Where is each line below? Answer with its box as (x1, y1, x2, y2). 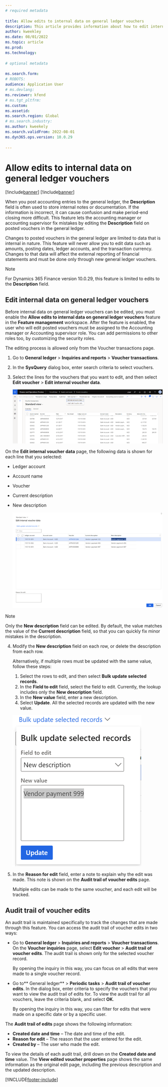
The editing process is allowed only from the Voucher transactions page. (5, 345, 155, 351)
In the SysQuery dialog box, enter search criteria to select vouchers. (12, 364, 154, 370)
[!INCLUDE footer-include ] (5, 1076, 58, 1082)
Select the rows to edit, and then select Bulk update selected (19, 673, 146, 679)
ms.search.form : (5, 71, 39, 76)
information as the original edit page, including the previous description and (5, 1061, 161, 1067)
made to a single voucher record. (12, 970, 81, 977)
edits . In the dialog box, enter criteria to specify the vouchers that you (12, 985, 157, 992)
